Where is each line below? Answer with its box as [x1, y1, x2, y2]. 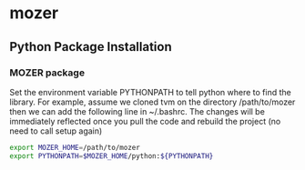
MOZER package [9, 66, 85, 79]
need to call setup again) [9, 125, 103, 136]
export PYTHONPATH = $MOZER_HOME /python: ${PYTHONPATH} [9, 151, 214, 161]
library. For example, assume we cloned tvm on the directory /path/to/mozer [9, 96, 296, 107]
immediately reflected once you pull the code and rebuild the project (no [9, 115, 281, 126]
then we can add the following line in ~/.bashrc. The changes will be [9, 105, 266, 116]
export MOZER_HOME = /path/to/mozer [9, 143, 141, 152]
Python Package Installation [9, 39, 172, 55]
